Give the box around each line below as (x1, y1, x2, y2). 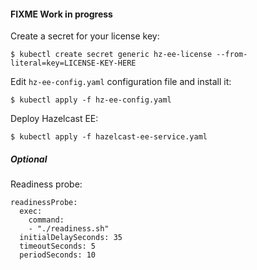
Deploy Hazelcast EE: (10, 113, 99, 125)
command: (28, 215, 65, 225)
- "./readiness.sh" (28, 224, 110, 234)
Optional (10, 153, 48, 165)
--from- (216, 50, 248, 60)
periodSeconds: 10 (19, 250, 97, 260)
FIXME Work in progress (10, 8, 113, 20)
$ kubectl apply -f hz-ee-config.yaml (10, 95, 172, 105)
